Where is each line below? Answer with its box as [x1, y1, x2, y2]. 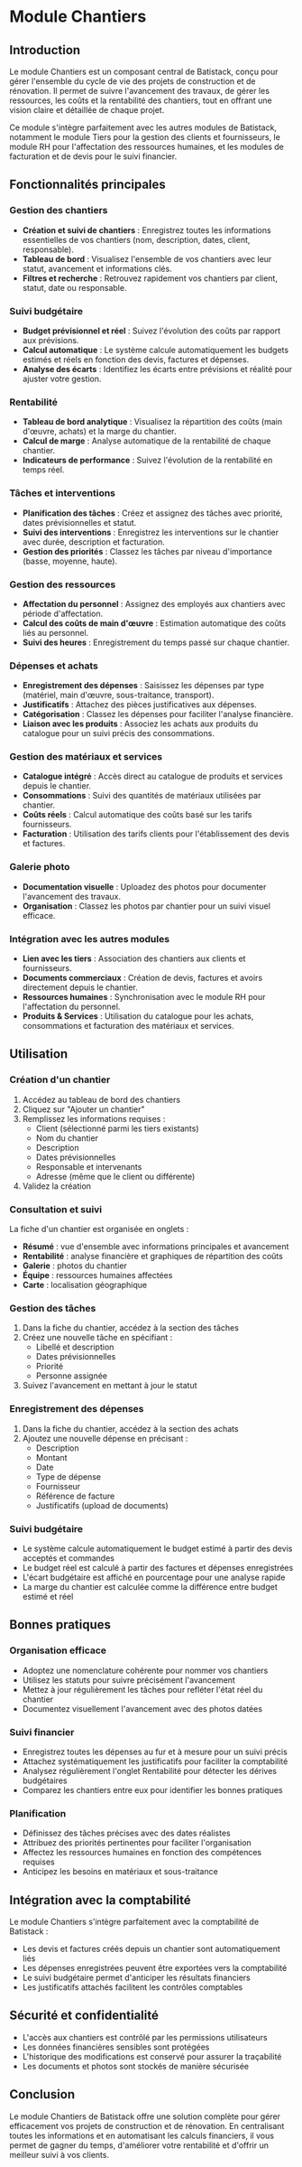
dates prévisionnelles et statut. [22, 517, 137, 528]
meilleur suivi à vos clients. [9, 2149, 110, 2160]
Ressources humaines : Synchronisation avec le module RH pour [22, 992, 266, 1003]
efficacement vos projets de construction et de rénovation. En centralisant [9, 2120, 285, 2131]
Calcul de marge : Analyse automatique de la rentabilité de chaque [22, 435, 271, 446]
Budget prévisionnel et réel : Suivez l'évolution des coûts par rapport [22, 325, 281, 336]
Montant [35, 1452, 68, 1462]
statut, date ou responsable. [22, 282, 127, 293]
